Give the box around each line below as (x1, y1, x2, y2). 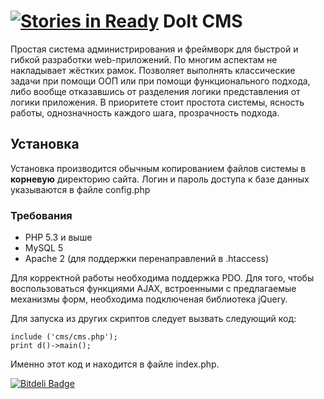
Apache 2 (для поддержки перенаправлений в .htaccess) (24, 253, 270, 265)
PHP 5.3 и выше (24, 231, 93, 244)
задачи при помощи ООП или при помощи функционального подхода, (10, 75, 311, 87)
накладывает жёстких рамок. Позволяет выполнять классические (10, 64, 296, 76)
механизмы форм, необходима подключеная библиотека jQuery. (10, 293, 288, 305)
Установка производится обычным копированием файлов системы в (10, 162, 307, 174)
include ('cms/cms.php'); (10, 332, 118, 342)
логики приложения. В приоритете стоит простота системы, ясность (10, 96, 305, 108)
